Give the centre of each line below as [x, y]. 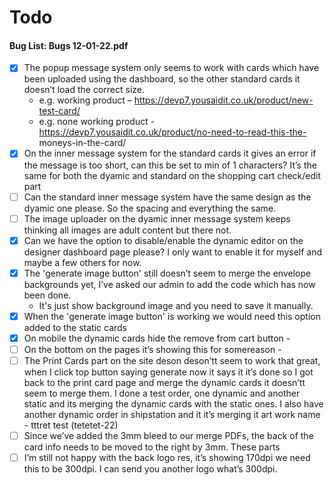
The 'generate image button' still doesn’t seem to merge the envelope [167, 273]
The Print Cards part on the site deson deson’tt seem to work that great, [172, 360]
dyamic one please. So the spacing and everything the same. [150, 208]
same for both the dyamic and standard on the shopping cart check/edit [172, 175]
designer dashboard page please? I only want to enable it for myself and [173, 252]
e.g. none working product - [97, 122]
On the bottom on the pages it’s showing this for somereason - [152, 349]
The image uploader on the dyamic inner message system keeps [157, 218]
